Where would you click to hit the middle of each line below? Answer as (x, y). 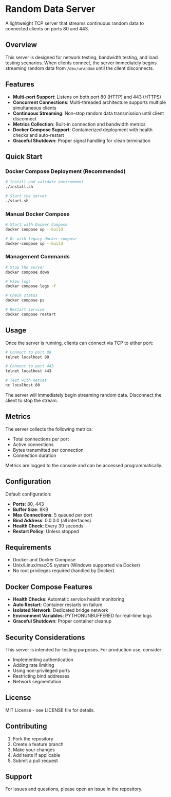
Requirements (28, 547)
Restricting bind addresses (41, 676)
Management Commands (38, 257)
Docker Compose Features (49, 587)
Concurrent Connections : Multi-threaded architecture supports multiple (89, 102)
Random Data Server (50, 9)
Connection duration (34, 455)
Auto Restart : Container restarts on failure (58, 605)
